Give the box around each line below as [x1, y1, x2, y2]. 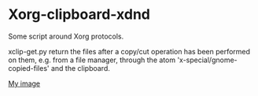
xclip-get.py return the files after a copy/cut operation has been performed [8, 46, 250, 56]
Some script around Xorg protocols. [8, 31, 124, 41]
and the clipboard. [50, 63, 110, 72]
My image [8, 79, 41, 88]
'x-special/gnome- [176, 55, 238, 65]
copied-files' [8, 63, 50, 72]
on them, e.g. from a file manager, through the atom [8, 55, 175, 65]
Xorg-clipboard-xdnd [8, 6, 151, 24]
